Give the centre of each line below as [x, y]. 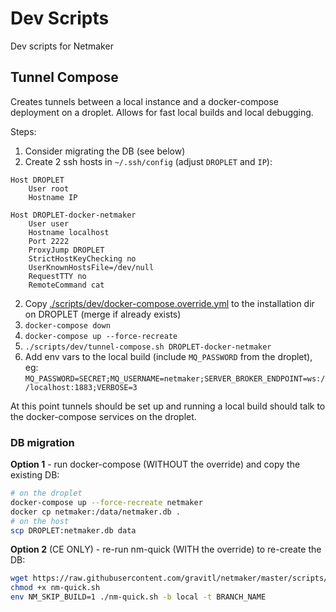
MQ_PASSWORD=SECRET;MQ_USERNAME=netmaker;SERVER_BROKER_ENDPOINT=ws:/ [175, 378]
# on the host [40, 521]
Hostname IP [53, 197]
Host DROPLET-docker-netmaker [73, 215]
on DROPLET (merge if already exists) [103, 314]
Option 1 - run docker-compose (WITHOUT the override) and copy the [155, 464]
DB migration [42, 442]
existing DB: [35, 475]
